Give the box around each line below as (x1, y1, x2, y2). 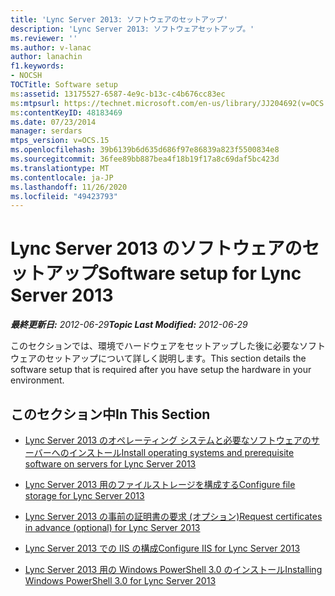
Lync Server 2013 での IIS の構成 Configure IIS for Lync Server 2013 (24, 542, 301, 554)
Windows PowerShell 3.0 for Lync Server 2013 (24, 575, 217, 586)
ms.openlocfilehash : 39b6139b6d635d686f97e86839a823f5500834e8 (10, 145, 280, 155)
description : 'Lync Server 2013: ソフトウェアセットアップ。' (10, 24, 255, 34)
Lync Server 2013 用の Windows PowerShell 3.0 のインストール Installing (24, 564, 323, 575)
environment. (10, 374, 65, 386)
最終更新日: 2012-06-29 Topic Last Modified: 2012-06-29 (10, 319, 248, 331)
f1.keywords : (10, 61, 65, 71)
